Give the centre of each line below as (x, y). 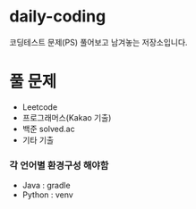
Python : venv (47, 195)
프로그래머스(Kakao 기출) (67, 117)
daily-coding (58, 17)
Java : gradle (46, 186)
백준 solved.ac (48, 129)
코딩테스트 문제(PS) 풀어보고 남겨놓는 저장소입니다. (98, 42)
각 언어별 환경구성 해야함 (59, 165)
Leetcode (40, 107)
